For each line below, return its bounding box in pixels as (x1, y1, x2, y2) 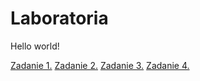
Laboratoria (10, 7, 109, 30)
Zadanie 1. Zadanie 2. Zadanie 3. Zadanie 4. (10, 59, 190, 71)
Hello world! (10, 40, 60, 52)
